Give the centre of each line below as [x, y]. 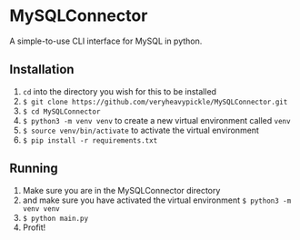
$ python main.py [55, 218]
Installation [42, 70]
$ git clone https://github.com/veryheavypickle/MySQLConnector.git [155, 102]
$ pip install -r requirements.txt [90, 140]
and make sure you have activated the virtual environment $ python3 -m [157, 200]
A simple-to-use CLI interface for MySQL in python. [106, 41]
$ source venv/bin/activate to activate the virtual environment [140, 130]
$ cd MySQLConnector [61, 111]
